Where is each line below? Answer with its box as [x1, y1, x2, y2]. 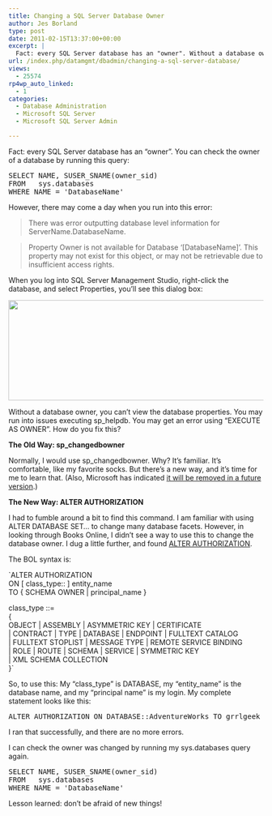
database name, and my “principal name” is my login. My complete [8, 687, 232, 697]
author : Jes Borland [8, 19, 79, 28]
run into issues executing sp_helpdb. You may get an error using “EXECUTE [8, 415, 261, 425]
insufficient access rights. [28, 259, 115, 269]
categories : [8, 95, 49, 103]
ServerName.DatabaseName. [28, 226, 127, 236]
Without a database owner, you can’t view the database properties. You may [8, 407, 263, 417]
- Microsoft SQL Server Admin [15, 117, 117, 126]
